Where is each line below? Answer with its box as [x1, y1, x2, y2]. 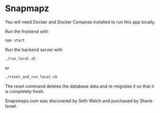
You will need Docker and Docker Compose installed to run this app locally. [5, 19, 156, 25]
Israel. [5, 103, 18, 109]
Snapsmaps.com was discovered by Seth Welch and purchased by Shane [5, 98, 153, 104]
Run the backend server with [5, 47, 63, 53]
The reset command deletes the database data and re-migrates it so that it [5, 83, 154, 89]
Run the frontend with [5, 28, 49, 34]
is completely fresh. [5, 88, 45, 94]
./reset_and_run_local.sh [5, 74, 57, 79]
